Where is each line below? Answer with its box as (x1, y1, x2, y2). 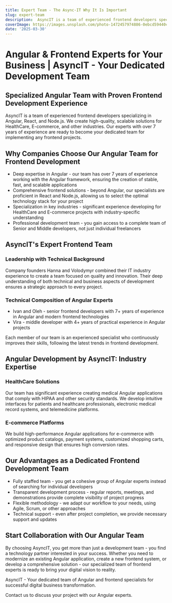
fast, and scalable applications (12, 182, 77, 188)
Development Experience (5, 99, 88, 108)
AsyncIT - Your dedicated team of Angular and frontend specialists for (5, 576, 154, 582)
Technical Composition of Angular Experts (5, 296, 114, 303)
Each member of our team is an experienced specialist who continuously (5, 334, 159, 340)
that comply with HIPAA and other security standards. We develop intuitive (5, 395, 163, 401)
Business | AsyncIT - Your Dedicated (5, 60, 165, 71)
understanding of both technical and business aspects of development (5, 278, 155, 284)
